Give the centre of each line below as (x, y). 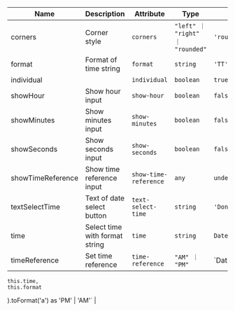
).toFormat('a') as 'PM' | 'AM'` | (52, 300)
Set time (99, 256)
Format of (101, 60)
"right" (187, 33)
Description (105, 14)
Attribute (150, 14)
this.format (24, 287)
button (96, 215)
